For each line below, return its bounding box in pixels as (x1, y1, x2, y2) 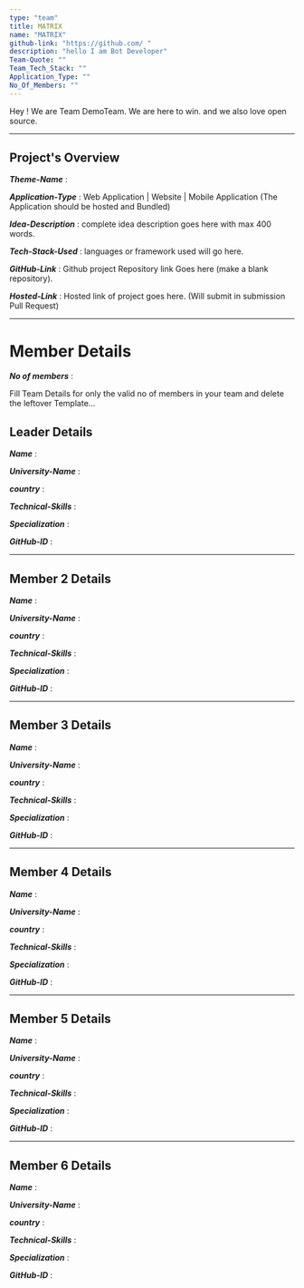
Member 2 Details (9, 571, 111, 586)
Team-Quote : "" (9, 55, 67, 64)
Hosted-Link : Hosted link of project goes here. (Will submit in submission (9, 291, 286, 302)
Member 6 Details (9, 1157, 111, 1173)
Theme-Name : (9, 174, 68, 185)
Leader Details (9, 424, 93, 440)
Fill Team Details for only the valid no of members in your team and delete (9, 388, 285, 399)
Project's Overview (9, 151, 120, 166)
